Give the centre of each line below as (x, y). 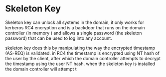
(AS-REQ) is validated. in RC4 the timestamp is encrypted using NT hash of (82, 53)
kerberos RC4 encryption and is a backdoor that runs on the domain (75, 27)
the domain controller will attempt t (41, 69)
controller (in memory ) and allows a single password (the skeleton (74, 33)
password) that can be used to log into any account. (59, 38)
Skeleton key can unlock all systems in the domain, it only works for (75, 22)
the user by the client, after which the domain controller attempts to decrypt (83, 58)
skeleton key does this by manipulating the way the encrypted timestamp (80, 48)
